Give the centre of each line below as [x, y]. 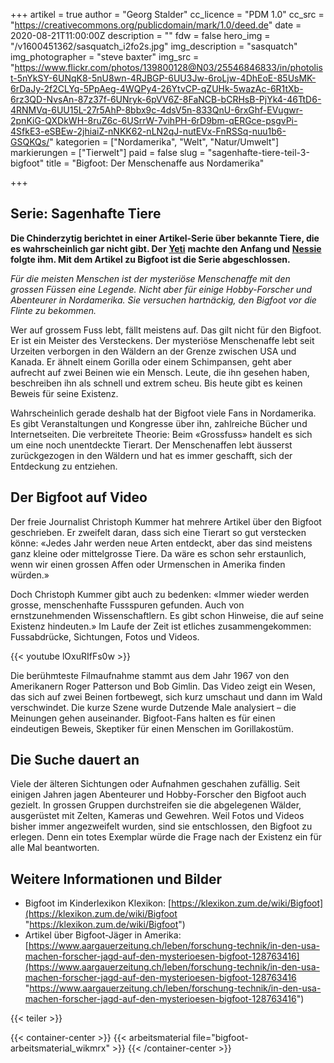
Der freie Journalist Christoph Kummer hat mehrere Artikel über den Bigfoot [166, 521]
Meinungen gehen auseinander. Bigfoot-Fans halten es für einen [143, 718]
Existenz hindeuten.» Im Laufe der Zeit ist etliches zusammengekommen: [161, 626]
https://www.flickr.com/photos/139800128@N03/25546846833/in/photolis [168, 67]
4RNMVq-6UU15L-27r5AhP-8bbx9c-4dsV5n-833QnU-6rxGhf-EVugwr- [156, 110]
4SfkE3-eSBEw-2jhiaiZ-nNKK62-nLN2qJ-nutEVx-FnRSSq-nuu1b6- [148, 131]
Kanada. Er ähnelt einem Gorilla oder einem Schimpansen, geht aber [151, 361]
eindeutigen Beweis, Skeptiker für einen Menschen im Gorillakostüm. [152, 728]
